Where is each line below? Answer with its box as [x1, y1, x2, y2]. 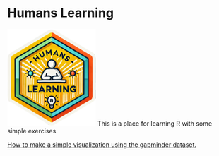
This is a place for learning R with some [97, 119, 213, 128]
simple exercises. [7, 127, 58, 136]
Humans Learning [7, 5, 114, 21]
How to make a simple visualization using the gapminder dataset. [7, 140, 196, 149]
